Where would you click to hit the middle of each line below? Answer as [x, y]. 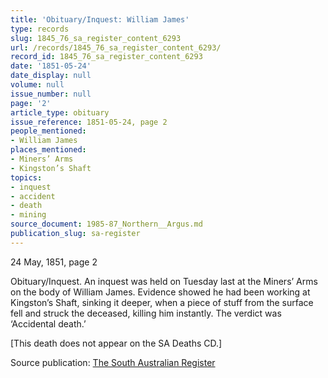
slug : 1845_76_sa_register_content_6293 [96, 38]
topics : [26, 177]
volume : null [37, 85]
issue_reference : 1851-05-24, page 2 [89, 122]
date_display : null [51, 76]
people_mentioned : [48, 131]
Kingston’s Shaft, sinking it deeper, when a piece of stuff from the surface [162, 302]
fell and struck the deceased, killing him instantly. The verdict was [146, 313]
